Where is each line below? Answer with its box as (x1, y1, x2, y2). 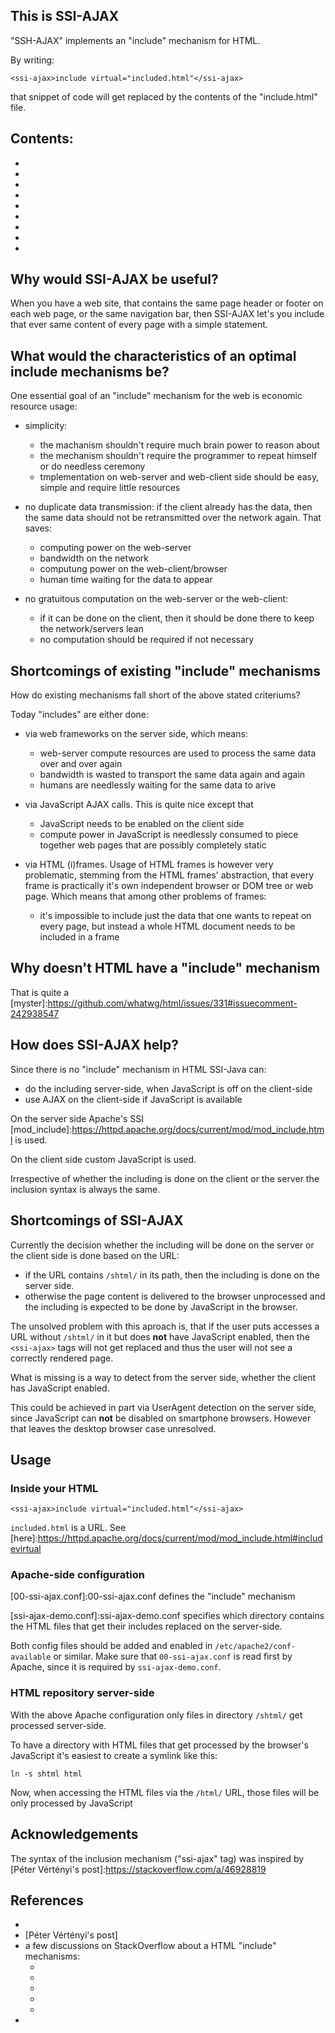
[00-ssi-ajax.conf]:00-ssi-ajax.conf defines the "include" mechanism (10, 1590, 296, 1603)
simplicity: (24, 420, 68, 432)
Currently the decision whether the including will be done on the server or (10, 1239, 315, 1251)
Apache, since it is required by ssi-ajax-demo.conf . (10, 1661, 222, 1673)
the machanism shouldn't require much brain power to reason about (39, 439, 320, 451)
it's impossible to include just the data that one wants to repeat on (39, 910, 312, 922)
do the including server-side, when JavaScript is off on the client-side (24, 1082, 313, 1094)
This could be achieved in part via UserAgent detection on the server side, (10, 1401, 317, 1413)
